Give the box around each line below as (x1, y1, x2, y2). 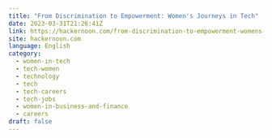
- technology (15, 72, 60, 80)
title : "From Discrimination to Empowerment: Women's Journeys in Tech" (8, 11, 259, 20)
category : (8, 50, 42, 58)
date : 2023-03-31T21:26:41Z (8, 19, 104, 28)
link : (8, 27, 27, 35)
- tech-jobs (15, 95, 57, 103)
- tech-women (15, 65, 60, 73)
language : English (8, 42, 70, 50)
